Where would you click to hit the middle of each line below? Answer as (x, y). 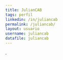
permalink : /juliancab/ (30, 24)
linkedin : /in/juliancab (31, 19)
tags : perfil (19, 15)
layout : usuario (22, 29)
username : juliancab (27, 34)
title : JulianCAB (24, 10)
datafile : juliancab (27, 39)
